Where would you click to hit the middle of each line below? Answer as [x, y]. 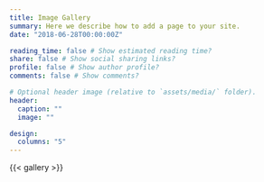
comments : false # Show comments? [75, 76]
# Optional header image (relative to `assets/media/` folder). [133, 92]
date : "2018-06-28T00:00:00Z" [66, 34]
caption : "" [40, 109]
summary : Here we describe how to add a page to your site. [125, 26]
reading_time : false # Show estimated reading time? [111, 50]
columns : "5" [42, 142]
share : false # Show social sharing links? [93, 59]
